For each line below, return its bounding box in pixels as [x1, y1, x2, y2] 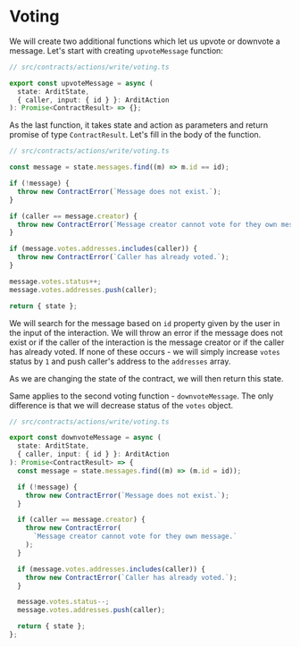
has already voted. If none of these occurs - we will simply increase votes [9, 346, 280, 357]
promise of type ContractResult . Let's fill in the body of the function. [9, 130, 262, 140]
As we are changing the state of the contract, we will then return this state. [9, 373, 284, 383]
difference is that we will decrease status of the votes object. [9, 399, 234, 410]
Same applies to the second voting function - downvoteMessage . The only [9, 391, 274, 401]
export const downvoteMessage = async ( [9, 433, 162, 442]
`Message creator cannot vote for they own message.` [32, 532, 238, 542]
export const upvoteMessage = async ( [9, 79, 154, 88]
